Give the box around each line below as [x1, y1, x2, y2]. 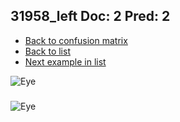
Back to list [24, 45, 71, 57]
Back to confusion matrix [24, 34, 128, 46]
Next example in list [24, 55, 107, 68]
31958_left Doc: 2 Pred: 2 [10, 8, 171, 25]
